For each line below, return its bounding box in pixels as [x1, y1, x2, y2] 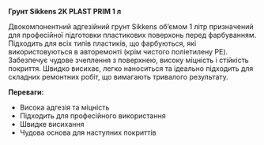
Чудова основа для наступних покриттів [19, 128, 157, 137]
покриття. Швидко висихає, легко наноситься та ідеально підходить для [8, 64, 254, 73]
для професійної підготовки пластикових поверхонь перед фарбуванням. [8, 31, 257, 39]
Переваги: [8, 87, 44, 97]
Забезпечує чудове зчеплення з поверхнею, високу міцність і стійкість [8, 55, 249, 65]
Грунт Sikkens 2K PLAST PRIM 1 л [8, 7, 122, 16]
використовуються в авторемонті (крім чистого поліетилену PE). [8, 47, 228, 56]
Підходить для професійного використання [19, 111, 166, 121]
